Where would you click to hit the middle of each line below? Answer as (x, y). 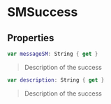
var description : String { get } (56, 80)
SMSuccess (43, 12)
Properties (31, 38)
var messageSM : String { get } (53, 54)
